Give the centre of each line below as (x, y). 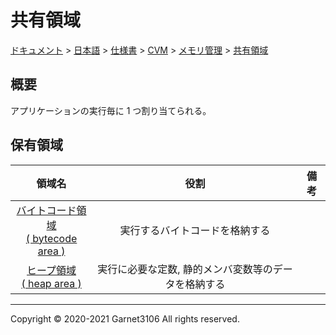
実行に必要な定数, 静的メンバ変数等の (185, 269)
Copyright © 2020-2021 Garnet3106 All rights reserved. (125, 318)
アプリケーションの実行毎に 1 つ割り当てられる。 (111, 110)
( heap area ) (51, 283)
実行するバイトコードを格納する (195, 230)
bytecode (55, 238)
